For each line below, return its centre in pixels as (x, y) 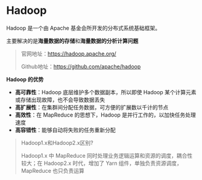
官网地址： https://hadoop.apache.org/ (68, 53)
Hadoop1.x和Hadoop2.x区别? (57, 143)
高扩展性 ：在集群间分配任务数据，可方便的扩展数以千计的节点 (92, 107)
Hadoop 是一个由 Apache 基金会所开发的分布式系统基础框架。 (84, 28)
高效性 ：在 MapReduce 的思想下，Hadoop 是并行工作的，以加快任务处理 (105, 115)
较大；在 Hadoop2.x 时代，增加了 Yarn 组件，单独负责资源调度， (102, 163)
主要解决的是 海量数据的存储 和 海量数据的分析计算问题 (72, 40)
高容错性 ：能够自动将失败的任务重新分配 (65, 130)
